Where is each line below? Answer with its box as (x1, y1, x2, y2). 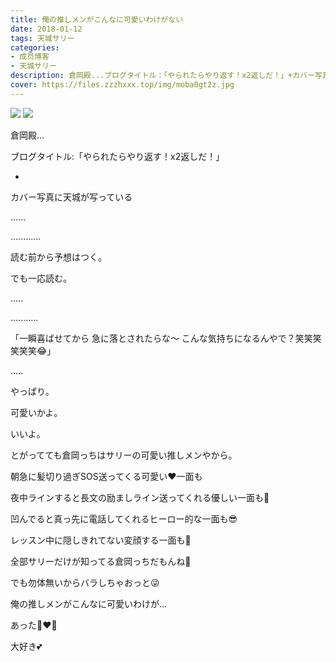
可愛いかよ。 (10, 406, 63, 418)
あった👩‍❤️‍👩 (10, 619, 58, 631)
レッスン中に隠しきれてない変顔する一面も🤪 (10, 534, 192, 546)
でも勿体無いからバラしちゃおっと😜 (10, 576, 160, 588)
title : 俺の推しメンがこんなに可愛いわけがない (10, 14, 184, 25)
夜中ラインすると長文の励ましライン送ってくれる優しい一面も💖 (10, 491, 270, 503)
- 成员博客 (10, 52, 50, 62)
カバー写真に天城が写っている (10, 191, 133, 203)
